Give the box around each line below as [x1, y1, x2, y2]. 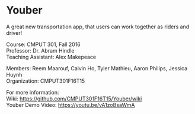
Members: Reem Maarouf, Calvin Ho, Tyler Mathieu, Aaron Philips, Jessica [6, 64, 188, 71]
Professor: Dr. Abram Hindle [6, 47, 75, 54]
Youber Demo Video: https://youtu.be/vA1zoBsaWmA [6, 101, 135, 108]
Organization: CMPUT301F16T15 [6, 77, 85, 84]
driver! [6, 29, 23, 36]
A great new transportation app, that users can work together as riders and [6, 23, 190, 30]
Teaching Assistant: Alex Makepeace [6, 53, 97, 60]
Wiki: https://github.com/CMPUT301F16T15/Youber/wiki [6, 95, 142, 102]
